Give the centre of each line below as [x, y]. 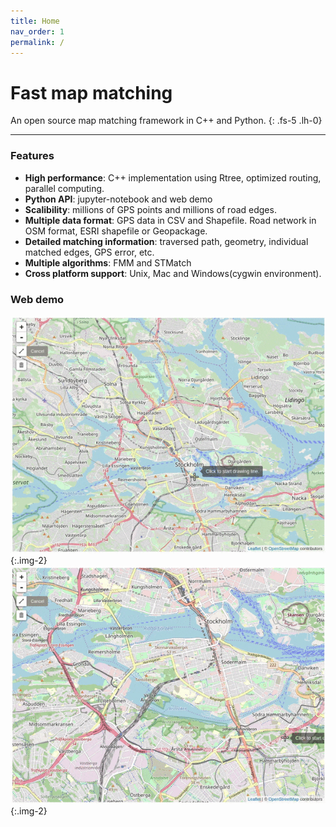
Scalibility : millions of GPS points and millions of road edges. [150, 209]
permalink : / [37, 42]
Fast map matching [91, 92]
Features [32, 156]
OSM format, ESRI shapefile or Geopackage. [116, 231]
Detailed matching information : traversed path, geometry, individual [166, 241]
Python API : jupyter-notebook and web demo [118, 199]
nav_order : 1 [37, 31]
